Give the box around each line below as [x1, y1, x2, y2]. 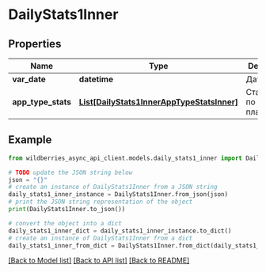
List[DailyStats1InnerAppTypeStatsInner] [78, 96, 239, 108]
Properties [8, 37, 62, 51]
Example [8, 133, 52, 147]
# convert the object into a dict [8, 219, 123, 227]
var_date [12, 74, 46, 85]
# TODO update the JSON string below [8, 168, 133, 176]
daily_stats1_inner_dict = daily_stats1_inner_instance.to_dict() [8, 227, 232, 235]
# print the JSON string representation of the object [8, 198, 193, 206]
